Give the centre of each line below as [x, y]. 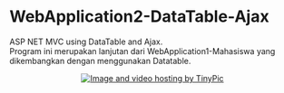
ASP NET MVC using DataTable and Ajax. [86, 42]
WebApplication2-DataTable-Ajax [139, 17]
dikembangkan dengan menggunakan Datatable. [100, 60]
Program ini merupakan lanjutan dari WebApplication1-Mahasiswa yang [142, 51]
